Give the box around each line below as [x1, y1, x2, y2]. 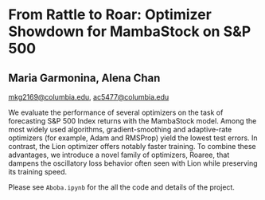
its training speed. [8, 167, 68, 176]
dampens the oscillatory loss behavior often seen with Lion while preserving [8, 159, 258, 168]
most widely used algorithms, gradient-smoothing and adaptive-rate [8, 125, 232, 134]
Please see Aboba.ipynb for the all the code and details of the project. [8, 182, 235, 192]
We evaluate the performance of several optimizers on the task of [8, 108, 224, 117]
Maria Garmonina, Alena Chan [8, 71, 161, 84]
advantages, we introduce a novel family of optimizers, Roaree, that [8, 150, 230, 159]
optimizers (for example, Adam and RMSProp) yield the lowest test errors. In [8, 133, 258, 143]
